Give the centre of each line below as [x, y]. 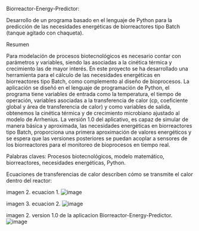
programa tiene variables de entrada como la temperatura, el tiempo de [94, 94]
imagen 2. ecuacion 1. [33, 192]
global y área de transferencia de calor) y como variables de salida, [89, 107]
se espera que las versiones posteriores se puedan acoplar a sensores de [97, 138]
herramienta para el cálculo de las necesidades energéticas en [83, 75]
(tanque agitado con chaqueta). [45, 33]
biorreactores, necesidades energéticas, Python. [66, 163]
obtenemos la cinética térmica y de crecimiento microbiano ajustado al [93, 113]
